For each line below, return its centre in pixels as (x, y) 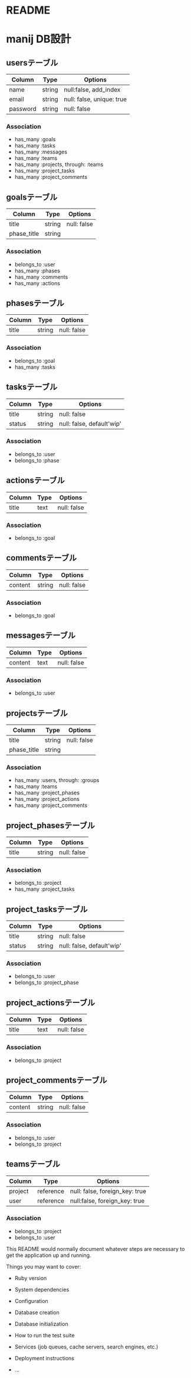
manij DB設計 (39, 39)
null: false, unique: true (95, 99)
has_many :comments (41, 277)
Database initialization (42, 1324)
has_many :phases (37, 271)
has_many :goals (35, 139)
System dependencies (42, 1289)
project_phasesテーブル (51, 825)
